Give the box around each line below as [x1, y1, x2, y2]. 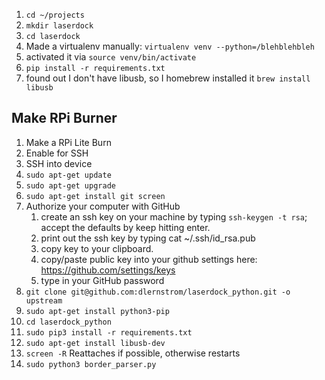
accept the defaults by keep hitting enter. [40, 221, 211, 233]
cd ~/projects [25, 10, 85, 20]
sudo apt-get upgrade [25, 180, 116, 191]
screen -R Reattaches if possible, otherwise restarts [25, 347, 241, 359]
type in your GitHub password [40, 274, 165, 286]
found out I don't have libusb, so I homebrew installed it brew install [25, 72, 311, 84]
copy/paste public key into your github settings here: [40, 253, 258, 265]
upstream [25, 295, 63, 306]
